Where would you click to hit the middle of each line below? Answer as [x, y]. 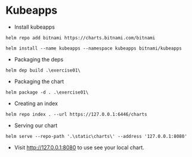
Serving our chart [36, 125]
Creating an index [36, 103]
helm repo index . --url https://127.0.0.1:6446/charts [76, 114]
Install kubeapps [34, 27]
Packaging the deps [39, 59]
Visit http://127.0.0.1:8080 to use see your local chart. [79, 147]
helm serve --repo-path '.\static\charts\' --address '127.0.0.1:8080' [96, 136]
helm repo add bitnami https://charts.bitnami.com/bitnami [80, 38]
